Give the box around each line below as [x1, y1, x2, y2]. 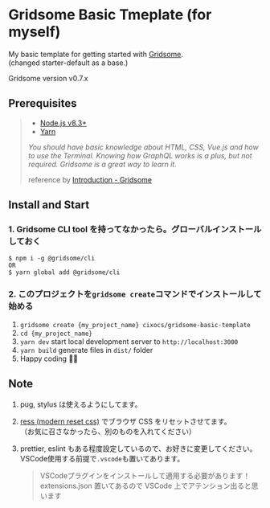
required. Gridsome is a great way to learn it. [27, 159, 177, 169]
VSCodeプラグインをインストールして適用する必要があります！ [39, 470, 251, 480]
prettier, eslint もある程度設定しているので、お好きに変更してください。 [19, 444, 257, 453]
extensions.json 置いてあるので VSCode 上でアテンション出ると [39, 481, 252, 490]
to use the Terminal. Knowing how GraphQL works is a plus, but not [27, 150, 252, 160]
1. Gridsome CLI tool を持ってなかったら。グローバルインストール [8, 223, 262, 235]
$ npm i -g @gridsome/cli [8, 255, 95, 263]
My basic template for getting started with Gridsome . [8, 49, 183, 59]
